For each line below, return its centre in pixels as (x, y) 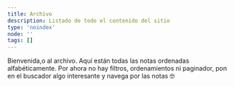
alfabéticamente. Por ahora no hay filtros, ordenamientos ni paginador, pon (117, 68)
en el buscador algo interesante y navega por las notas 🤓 (91, 76)
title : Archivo (30, 14)
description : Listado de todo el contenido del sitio (89, 21)
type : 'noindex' (31, 27)
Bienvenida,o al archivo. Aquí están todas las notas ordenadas (99, 61)
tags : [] (20, 41)
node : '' (20, 34)
